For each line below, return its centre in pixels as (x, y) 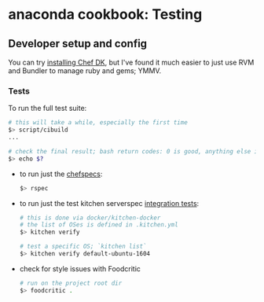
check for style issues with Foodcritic (80, 268)
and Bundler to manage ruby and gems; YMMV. (85, 71)
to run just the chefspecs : (61, 174)
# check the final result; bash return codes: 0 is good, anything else (130, 151)
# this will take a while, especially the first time (98, 123)
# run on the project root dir (71, 283)
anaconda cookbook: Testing (105, 15)
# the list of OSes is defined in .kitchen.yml (99, 225)
